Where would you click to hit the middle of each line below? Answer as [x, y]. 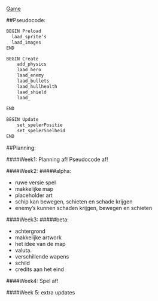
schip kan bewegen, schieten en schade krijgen [74, 201]
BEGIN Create [22, 59]
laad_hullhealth [37, 86]
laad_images [27, 42]
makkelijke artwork [38, 237]
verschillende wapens [42, 256]
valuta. [23, 250]
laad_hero [29, 70]
